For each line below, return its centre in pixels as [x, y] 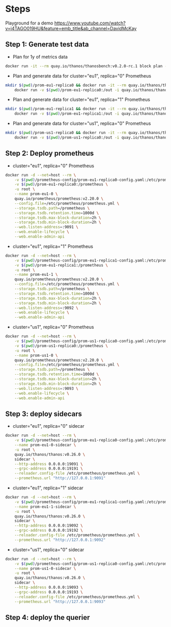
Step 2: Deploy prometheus [50, 153]
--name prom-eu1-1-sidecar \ [45, 507]
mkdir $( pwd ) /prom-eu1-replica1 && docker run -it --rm [66, 109]
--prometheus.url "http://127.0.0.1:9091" [60, 478]
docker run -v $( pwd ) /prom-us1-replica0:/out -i [67, 138]
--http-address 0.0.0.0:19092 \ [49, 526]
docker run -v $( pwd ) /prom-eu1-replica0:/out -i [67, 90]
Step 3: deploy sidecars [44, 414]
